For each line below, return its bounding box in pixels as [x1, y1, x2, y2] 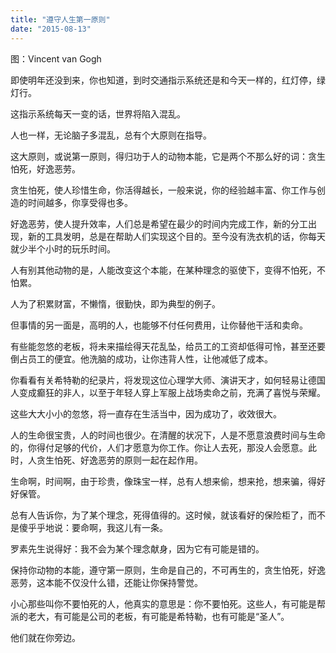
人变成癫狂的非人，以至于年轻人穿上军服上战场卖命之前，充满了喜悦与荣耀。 [10, 386, 326, 398]
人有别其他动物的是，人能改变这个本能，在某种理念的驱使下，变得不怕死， [10, 264, 317, 276]
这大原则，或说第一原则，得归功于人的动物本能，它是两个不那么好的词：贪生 [10, 150, 326, 162]
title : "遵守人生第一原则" [10, 14, 111, 25]
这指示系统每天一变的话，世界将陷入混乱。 [10, 107, 186, 120]
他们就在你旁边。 [10, 631, 81, 643]
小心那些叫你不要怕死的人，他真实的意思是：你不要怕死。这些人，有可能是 [10, 597, 317, 610]
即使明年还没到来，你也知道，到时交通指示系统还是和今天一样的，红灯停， [10, 74, 317, 86]
